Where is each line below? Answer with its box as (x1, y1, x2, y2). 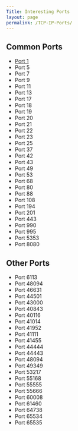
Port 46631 (14, 287, 42, 293)
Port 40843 (14, 306, 43, 312)
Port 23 (14, 133, 34, 140)
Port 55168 (14, 375, 41, 382)
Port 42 (14, 152, 34, 159)
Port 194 (14, 203, 35, 210)
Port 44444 (14, 343, 44, 350)
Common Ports (6, 42, 63, 52)
